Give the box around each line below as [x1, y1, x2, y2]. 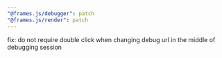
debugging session [7, 43, 62, 51]
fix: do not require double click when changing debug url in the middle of [7, 35, 216, 43]
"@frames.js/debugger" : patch [7, 10, 95, 17]
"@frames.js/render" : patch [7, 17, 89, 23]
